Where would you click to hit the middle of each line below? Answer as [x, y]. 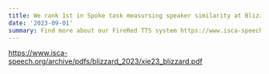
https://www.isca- [38, 53]
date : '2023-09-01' [41, 23]
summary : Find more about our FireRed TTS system [93, 30]
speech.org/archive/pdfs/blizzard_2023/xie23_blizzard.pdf [105, 61]
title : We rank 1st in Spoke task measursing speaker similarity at [125, 16]
